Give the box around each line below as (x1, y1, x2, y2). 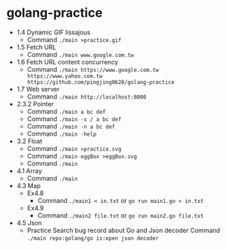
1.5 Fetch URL (16, 43, 57, 51)
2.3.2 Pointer (16, 99, 54, 108)
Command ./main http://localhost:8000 (27, 92, 147, 101)
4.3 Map (16, 181, 41, 190)
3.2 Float (16, 136, 43, 145)
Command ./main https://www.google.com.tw (27, 65, 159, 73)
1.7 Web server (16, 85, 60, 93)
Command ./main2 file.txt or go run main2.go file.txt (37, 211, 204, 220)
